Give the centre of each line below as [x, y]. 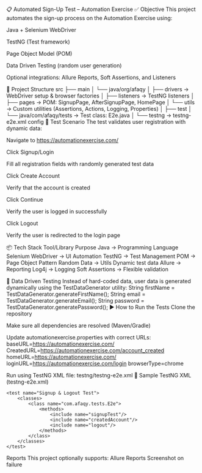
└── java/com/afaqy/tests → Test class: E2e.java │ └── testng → [89, 115]
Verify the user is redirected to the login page [63, 235]
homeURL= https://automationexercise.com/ [62, 357]
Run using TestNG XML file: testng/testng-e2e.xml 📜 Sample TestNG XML [99, 375]
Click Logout [22, 223]
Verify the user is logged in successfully [57, 211]
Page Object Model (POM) [39, 54]
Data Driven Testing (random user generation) [64, 66]
